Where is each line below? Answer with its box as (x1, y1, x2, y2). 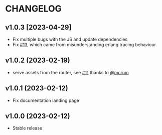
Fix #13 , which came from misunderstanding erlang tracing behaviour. (12, 42, 157, 48)
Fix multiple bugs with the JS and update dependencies (12, 36, 128, 42)
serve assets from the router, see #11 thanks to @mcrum (12, 69, 129, 75)
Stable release (12, 125, 43, 131)
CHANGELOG (5, 3, 62, 15)
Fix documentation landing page (12, 97, 79, 103)
